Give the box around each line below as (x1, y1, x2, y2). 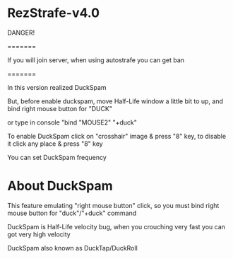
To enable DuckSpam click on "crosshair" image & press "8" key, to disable (7, 132, 227, 140)
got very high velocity (7, 230, 71, 238)
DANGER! (7, 28, 35, 37)
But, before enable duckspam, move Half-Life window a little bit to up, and (7, 97, 224, 105)
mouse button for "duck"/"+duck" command (7, 209, 137, 217)
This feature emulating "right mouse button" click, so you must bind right (7, 201, 220, 209)
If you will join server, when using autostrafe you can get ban (7, 55, 185, 64)
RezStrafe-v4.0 (7, 5, 100, 21)
